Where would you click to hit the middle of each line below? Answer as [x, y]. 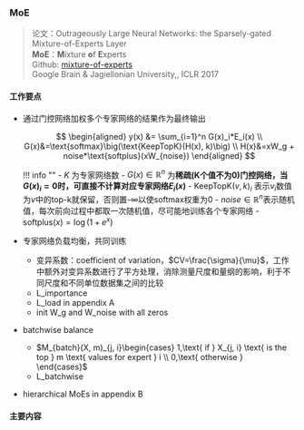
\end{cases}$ [62, 367]
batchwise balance [58, 330]
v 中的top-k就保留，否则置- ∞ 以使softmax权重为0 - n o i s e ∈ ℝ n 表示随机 [162, 199]
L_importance [62, 293]
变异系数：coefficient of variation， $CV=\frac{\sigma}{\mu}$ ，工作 [162, 260]
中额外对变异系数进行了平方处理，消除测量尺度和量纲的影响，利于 [159, 272]
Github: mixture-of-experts [82, 64]
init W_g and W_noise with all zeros [102, 313]
